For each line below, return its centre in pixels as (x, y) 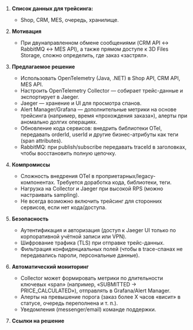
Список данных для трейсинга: (52, 9)
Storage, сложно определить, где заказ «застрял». (84, 55)
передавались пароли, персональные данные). (80, 255)
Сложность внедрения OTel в (57, 176)
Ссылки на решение (38, 321)
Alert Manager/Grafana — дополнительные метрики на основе (98, 109)
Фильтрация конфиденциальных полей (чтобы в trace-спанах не (102, 249)
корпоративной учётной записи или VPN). (73, 236)
